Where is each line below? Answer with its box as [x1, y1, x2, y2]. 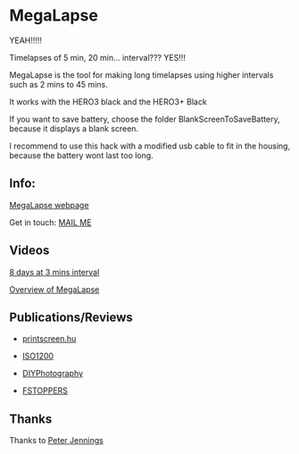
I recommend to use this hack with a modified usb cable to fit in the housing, [9, 140, 291, 151]
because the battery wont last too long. [9, 149, 154, 161]
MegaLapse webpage [9, 199, 89, 210]
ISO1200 [21, 350, 54, 362]
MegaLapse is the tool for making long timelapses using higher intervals [9, 69, 274, 80]
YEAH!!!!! [9, 35, 43, 46]
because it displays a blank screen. [9, 122, 139, 134]
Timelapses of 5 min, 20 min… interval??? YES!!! [9, 52, 186, 63]
